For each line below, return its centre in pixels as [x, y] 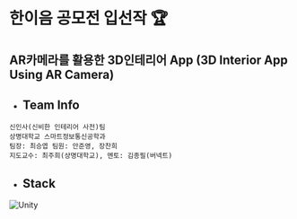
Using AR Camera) [62, 74]
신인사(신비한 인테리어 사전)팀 [57, 127]
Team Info [51, 105]
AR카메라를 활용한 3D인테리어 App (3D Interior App [149, 60]
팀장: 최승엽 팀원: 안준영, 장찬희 [64, 146]
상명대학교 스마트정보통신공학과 [57, 137]
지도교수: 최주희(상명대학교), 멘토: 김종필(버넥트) [91, 156]
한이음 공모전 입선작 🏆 [89, 18]
